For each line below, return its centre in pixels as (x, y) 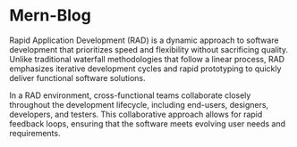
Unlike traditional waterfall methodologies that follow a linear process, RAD (147, 59)
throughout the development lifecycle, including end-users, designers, (139, 104)
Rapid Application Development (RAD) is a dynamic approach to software (144, 40)
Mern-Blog (50, 16)
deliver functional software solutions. (77, 78)
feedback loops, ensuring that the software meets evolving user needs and (148, 123)
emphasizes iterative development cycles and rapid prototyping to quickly (145, 69)
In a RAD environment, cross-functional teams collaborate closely (130, 95)
